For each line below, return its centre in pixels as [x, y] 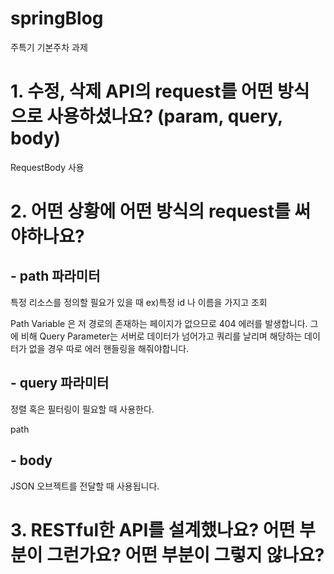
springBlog [57, 18]
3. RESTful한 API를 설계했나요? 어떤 [153, 529]
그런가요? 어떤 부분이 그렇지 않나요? [185, 554]
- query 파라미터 [60, 383]
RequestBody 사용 [47, 167]
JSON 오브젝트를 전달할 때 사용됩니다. [85, 486]
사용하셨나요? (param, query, [164, 116]
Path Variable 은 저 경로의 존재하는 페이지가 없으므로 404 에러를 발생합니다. [159, 323]
